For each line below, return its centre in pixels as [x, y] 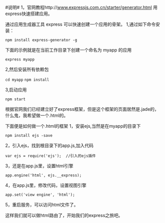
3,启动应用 [16, 90]
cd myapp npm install [27, 80]
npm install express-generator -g [41, 40]
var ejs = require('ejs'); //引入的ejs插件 [51, 156]
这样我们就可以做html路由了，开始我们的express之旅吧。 [64, 215]
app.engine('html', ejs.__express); [43, 175]
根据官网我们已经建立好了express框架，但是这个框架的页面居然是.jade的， [82, 109]
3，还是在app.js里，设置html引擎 [39, 166]
